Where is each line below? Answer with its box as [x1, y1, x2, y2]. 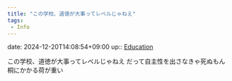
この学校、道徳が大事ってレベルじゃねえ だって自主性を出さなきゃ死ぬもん [7, 57, 226, 66]
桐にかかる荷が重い [7, 66, 64, 75]
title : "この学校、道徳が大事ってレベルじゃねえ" [7, 10, 136, 18]
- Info [10, 23, 30, 30]
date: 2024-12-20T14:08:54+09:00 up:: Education [7, 43, 153, 51]
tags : [7, 17, 23, 24]
